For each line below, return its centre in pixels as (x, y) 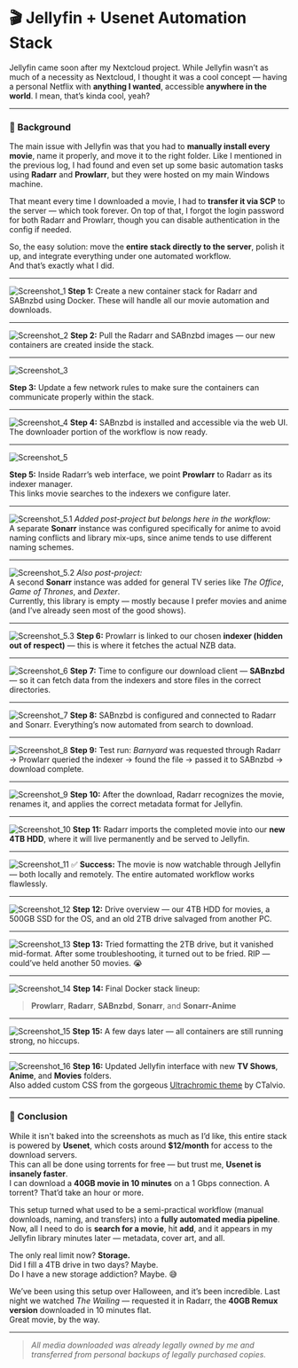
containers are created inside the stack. (82, 345)
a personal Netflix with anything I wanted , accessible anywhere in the (138, 86)
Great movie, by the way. (55, 1319)
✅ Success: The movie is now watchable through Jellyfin (176, 865)
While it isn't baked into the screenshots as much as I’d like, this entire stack (148, 1136)
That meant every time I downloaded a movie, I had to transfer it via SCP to (147, 201)
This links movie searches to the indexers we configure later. (120, 493)
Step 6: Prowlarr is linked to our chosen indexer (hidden (180, 636)
